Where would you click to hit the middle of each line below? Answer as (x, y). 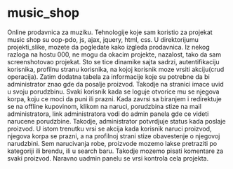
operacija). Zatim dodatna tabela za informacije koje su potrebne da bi (109, 76)
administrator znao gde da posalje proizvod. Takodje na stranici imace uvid (116, 84)
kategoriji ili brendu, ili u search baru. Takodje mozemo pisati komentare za (115, 151)
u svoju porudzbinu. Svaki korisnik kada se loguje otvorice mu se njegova (113, 91)
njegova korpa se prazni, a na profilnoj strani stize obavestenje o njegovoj (114, 136)
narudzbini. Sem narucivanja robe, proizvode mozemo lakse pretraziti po (112, 143)
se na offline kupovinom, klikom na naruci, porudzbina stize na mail (105, 106)
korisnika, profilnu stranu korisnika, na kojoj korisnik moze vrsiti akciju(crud (116, 69)
